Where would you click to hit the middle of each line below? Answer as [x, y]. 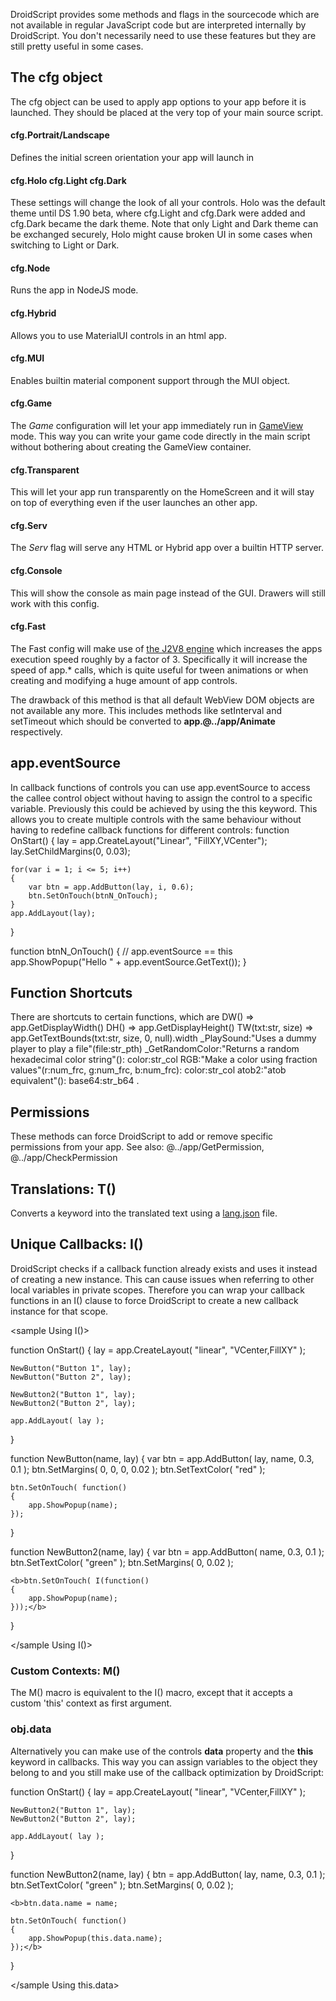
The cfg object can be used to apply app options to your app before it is [158, 101]
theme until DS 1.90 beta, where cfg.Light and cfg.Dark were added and [158, 213]
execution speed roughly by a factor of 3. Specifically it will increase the [159, 659]
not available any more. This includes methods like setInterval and [146, 710]
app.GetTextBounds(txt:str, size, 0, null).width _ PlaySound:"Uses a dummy [163, 1038]
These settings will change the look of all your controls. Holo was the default [168, 203]
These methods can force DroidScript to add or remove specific [142, 1136]
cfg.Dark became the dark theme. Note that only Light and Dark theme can [164, 224]
